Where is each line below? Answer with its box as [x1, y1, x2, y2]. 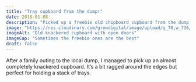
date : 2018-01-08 [6, 14, 48, 20]
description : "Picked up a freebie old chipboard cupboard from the [6, 19, 176, 25]
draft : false [6, 41, 38, 47]
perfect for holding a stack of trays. [6, 69, 92, 76]
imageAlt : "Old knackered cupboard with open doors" [6, 30, 137, 36]
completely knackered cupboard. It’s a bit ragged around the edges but [6, 63, 177, 70]
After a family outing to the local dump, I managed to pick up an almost [6, 56, 176, 64]
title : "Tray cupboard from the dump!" [6, 8, 103, 15]
